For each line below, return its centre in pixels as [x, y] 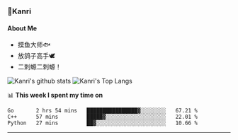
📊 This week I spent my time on [55, 95]
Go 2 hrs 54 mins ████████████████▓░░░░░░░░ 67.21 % [103, 111]
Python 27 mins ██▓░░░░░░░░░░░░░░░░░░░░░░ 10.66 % [103, 123]
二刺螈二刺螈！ [39, 67]
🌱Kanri [19, 11]
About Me [22, 28]
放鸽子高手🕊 [36, 56]
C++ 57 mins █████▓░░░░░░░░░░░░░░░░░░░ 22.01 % [103, 117]
